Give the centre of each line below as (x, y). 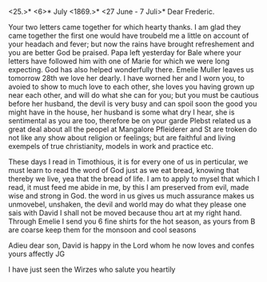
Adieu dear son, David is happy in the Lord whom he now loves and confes (132, 245)
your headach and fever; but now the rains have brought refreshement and (131, 44)
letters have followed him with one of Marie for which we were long (119, 61)
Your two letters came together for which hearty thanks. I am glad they (125, 27)
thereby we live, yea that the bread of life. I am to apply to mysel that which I (134, 179)
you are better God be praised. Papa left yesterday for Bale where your (125, 52)
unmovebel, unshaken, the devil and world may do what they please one (128, 204)
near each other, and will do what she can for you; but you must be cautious (133, 95)
